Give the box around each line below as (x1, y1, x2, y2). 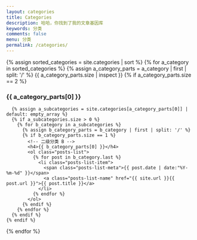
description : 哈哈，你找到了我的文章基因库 (6, 20, 103, 26)
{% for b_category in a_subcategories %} (17, 122, 121, 128)
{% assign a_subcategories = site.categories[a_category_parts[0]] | (11, 106, 188, 113)
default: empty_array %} (6, 111, 68, 117)
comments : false (6, 31, 47, 37)
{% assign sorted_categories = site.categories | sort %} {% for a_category (6, 58, 189, 66)
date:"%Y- (164, 165, 188, 171)
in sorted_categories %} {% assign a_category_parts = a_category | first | (6, 65, 187, 72)
